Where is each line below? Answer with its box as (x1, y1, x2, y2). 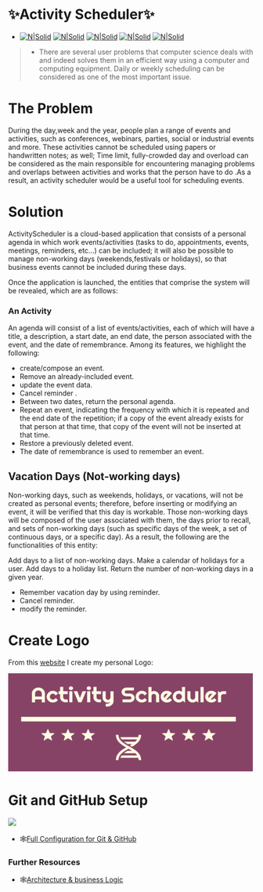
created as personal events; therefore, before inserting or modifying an (8, 498, 237, 508)
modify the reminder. (19, 604, 88, 613)
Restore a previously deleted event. (19, 439, 134, 448)
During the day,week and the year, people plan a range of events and (8, 126, 231, 135)
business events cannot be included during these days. (8, 262, 186, 271)
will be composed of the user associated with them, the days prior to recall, (8, 515, 251, 525)
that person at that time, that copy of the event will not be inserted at (19, 422, 241, 431)
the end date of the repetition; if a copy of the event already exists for (19, 413, 244, 423)
